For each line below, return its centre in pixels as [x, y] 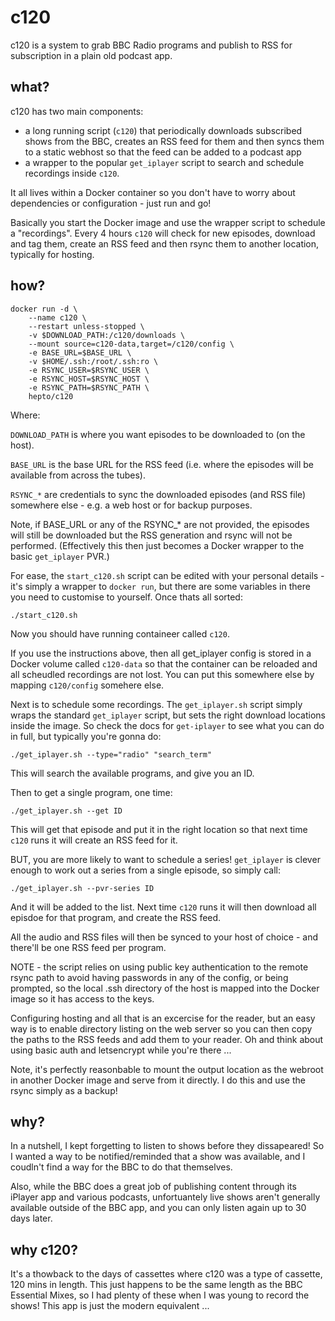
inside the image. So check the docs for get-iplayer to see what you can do [167, 725]
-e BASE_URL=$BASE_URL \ [80, 352]
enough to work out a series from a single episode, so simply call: [145, 870]
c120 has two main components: [77, 111]
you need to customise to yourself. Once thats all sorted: [126, 597]
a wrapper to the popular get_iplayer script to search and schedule [164, 162]
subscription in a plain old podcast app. [91, 55]
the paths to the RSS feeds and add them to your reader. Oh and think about [167, 1039]
